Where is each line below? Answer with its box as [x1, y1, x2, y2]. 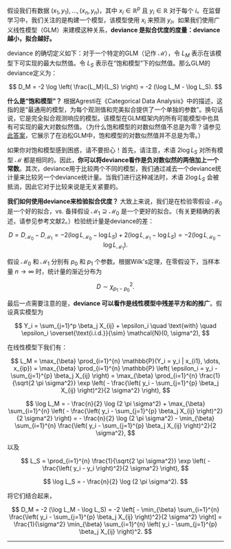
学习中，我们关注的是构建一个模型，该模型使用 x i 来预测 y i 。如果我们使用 [7, 16, 214, 26]
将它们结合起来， [7, 491, 56, 499]
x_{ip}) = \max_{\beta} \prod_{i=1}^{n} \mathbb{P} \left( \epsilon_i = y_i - [13, 364, 218, 372]
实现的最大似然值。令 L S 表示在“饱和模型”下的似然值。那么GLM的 [25, 59, 211, 69]
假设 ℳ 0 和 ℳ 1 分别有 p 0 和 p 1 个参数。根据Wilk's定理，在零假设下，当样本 [7, 258, 221, 267]
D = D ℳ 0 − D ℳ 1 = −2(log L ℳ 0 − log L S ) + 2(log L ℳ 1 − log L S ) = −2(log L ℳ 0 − [8, 231, 221, 242]
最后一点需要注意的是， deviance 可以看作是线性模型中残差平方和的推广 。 [7, 299, 217, 307]
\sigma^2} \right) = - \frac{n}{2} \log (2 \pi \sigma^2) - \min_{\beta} [24, 414, 215, 422]
